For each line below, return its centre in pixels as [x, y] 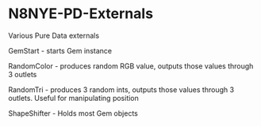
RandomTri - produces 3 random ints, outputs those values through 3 [121, 89]
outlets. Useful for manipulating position [73, 98]
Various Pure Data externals [54, 35]
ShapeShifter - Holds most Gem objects [73, 113]
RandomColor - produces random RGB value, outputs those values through [131, 66]
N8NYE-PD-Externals [81, 14]
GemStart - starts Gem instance [60, 50]
